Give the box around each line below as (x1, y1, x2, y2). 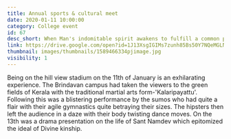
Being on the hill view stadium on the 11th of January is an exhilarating (7, 73, 206, 81)
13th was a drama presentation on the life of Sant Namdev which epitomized (7, 117, 223, 125)
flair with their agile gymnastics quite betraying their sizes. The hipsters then (7, 102, 224, 110)
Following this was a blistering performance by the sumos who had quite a (7, 95, 218, 103)
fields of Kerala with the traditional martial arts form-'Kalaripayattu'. (7, 88, 198, 96)
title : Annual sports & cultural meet (7, 10, 118, 17)
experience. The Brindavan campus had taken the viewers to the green (7, 80, 208, 89)
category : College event (7, 23, 78, 29)
